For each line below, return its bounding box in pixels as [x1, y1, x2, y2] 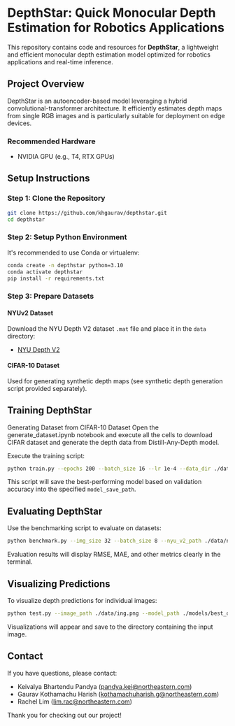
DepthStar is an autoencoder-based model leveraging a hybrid [7, 97, 187, 105]
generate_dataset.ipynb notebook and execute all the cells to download [7, 430, 213, 439]
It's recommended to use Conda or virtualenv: [7, 248, 140, 257]
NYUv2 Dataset [7, 308, 54, 317]
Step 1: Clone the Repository [7, 194, 106, 204]
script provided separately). [7, 384, 87, 392]
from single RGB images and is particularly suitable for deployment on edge [7, 111, 225, 120]
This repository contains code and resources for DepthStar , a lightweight [7, 43, 219, 51]
